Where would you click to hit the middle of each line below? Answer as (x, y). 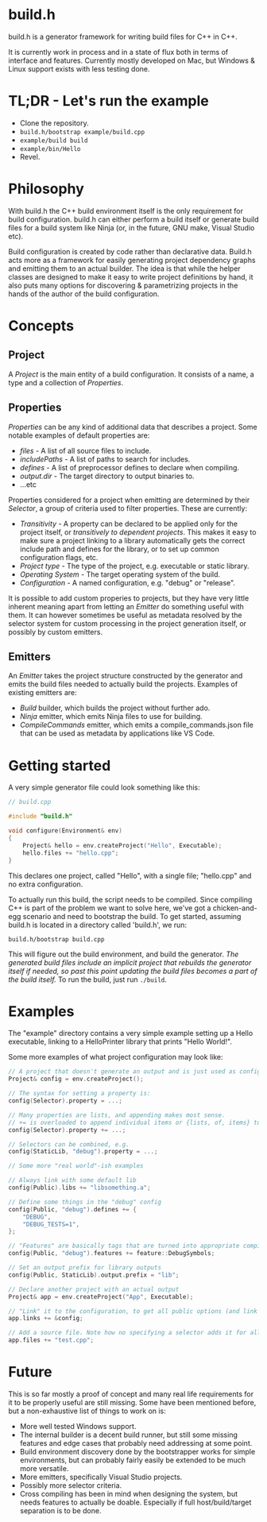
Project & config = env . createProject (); (76, 1079)
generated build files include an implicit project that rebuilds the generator (130, 962)
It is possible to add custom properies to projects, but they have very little (129, 598)
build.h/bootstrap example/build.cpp (82, 132)
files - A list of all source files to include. (85, 450)
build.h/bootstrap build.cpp (56, 939)
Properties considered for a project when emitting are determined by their (129, 500)
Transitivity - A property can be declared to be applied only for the (129, 523)
